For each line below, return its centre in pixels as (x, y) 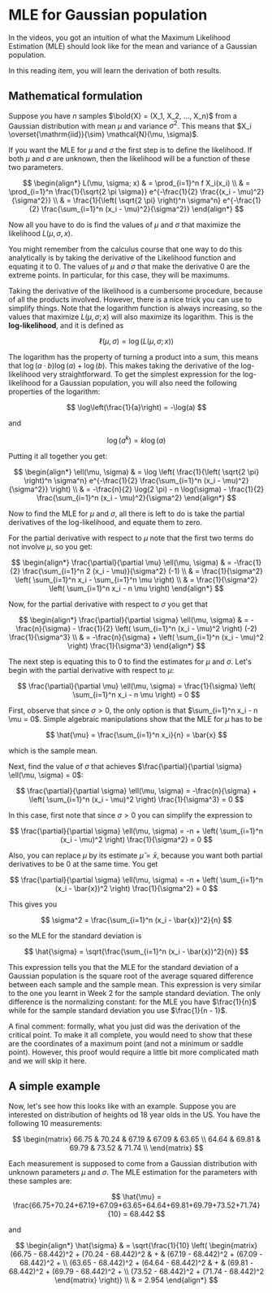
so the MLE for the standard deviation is (75, 936)
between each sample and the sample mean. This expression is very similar (135, 985)
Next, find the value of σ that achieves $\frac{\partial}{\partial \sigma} (125, 767)
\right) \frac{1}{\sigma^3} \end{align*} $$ (136, 646)
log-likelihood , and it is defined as (66, 325)
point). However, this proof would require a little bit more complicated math (134, 1052)
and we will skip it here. (48, 1061)
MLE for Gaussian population (108, 15)
